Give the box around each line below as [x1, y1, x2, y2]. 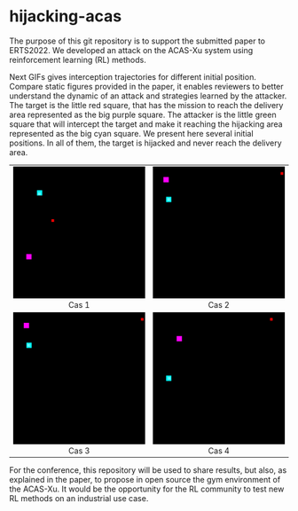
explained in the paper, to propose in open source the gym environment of [9, 475, 281, 485]
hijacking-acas [9, 6, 122, 27]
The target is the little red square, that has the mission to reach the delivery [9, 99, 284, 110]
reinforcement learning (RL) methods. [9, 54, 146, 65]
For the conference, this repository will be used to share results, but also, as [9, 465, 287, 476]
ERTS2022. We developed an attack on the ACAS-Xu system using [9, 44, 254, 55]
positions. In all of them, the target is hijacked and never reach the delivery [9, 138, 282, 148]
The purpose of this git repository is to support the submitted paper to [9, 35, 266, 46]
